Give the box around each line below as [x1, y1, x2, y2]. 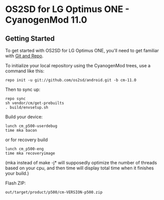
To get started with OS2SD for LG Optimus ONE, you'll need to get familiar [5, 48, 159, 53]
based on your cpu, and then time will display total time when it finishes [5, 165, 154, 171]
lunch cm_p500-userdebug [5, 124, 58, 129]
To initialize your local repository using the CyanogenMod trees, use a [5, 63, 151, 68]
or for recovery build [5, 137, 48, 143]
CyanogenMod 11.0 [5, 14, 87, 26]
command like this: [5, 68, 44, 74]
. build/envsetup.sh [5, 105, 49, 110]
